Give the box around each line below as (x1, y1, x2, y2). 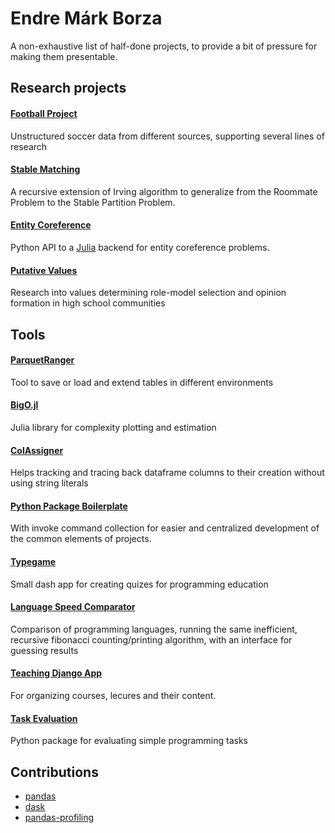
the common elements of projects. (10, 533, 152, 545)
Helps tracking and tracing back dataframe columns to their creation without (10, 467, 325, 479)
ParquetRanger (10, 354, 75, 366)
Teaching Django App (10, 667, 103, 679)
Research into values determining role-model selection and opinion (10, 287, 287, 299)
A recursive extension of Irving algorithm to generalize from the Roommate (10, 185, 318, 197)
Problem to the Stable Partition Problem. (10, 196, 176, 208)
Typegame (10, 555, 57, 567)
